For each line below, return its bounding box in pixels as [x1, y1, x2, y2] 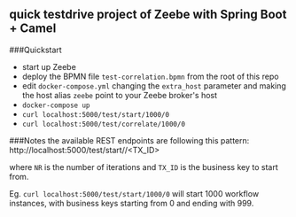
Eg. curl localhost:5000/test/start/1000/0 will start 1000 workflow [9, 188, 260, 198]
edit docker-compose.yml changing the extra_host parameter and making [21, 80, 286, 91]
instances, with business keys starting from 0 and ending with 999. [9, 198, 254, 208]
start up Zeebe [21, 61, 77, 72]
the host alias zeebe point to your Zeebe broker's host [21, 89, 218, 100]
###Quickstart [9, 44, 62, 55]
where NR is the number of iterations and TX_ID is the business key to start [9, 161, 278, 172]
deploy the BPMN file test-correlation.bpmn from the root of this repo [21, 71, 279, 81]
